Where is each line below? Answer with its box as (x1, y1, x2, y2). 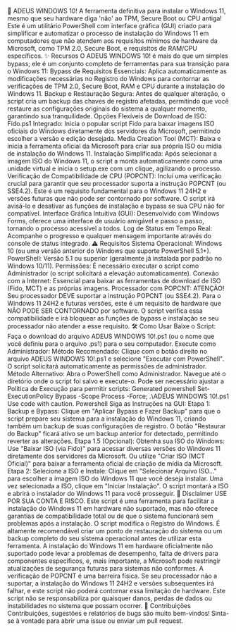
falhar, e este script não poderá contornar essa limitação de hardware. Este (7, 587, 226, 595)
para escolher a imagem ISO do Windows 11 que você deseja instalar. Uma (7, 474, 223, 483)
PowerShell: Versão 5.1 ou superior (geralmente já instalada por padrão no (7, 254, 222, 262)
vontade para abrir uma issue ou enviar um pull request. (20, 616, 184, 625)
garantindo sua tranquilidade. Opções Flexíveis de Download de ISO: (7, 112, 206, 120)
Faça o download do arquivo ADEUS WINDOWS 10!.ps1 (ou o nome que (7, 332, 215, 340)
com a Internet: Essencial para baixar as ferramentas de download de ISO (7, 277, 221, 285)
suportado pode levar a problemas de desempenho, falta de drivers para (7, 550, 218, 557)
